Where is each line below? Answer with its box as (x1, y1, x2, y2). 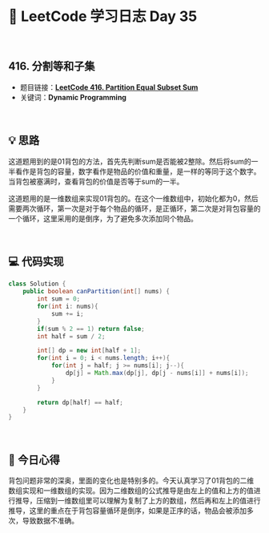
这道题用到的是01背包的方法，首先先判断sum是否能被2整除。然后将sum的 (8, 156, 251, 166)
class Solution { (8, 280, 66, 289)
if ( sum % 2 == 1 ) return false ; (37, 325, 146, 333)
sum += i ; (50, 309, 84, 317)
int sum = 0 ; (37, 295, 81, 303)
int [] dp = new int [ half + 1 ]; (37, 346, 142, 355)
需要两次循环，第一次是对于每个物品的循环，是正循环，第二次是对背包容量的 (8, 204, 261, 213)
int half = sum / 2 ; (37, 332, 106, 341)
